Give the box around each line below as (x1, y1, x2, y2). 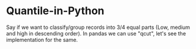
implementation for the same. (6, 36, 78, 43)
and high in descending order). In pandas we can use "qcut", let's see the (6, 30, 186, 37)
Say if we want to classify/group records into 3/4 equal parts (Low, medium (6, 24, 190, 31)
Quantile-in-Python (6, 4, 105, 18)
